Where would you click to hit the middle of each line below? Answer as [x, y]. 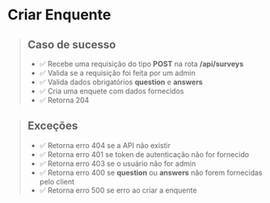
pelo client [57, 181]
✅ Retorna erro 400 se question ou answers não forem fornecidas [151, 172]
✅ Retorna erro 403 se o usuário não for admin [118, 164]
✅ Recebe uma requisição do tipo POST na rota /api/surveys [141, 64]
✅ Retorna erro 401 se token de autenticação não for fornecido [144, 154]
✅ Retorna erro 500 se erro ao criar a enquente [118, 190]
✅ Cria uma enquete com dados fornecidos [112, 91]
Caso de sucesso [72, 45]
